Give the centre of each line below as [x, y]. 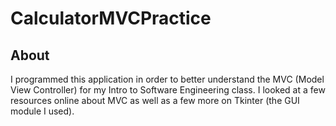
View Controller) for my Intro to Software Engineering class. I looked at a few [168, 90]
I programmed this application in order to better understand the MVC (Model [167, 79]
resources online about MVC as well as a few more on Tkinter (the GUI [155, 100]
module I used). [42, 111]
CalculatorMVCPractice [111, 18]
